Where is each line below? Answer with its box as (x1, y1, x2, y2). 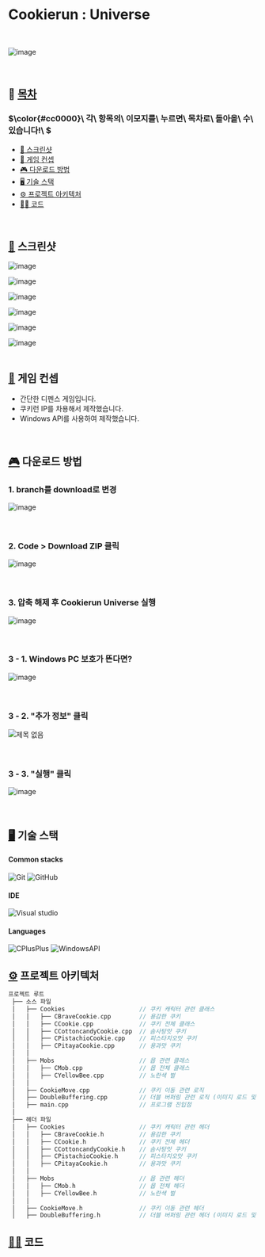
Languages (8, 926, 46, 936)
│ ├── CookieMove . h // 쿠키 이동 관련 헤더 (11, 1204, 204, 1212)
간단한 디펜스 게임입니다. (19, 394, 97, 403)
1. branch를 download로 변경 (8, 483, 117, 495)
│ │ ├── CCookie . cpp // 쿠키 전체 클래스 (11, 1020, 195, 1028)
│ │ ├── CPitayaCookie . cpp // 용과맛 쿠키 (11, 1042, 181, 1050)
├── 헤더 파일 (11, 1116, 51, 1124)
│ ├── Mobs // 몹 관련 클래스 (11, 1056, 190, 1065)
